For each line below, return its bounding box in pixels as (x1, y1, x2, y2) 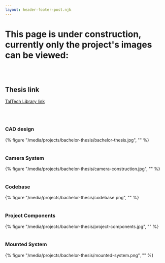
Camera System (5, 154, 44, 161)
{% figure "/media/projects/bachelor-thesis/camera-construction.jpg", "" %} (5, 166, 161, 172)
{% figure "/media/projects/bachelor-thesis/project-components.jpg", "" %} (5, 223, 159, 229)
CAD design (5, 126, 34, 132)
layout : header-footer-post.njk (5, 7, 71, 12)
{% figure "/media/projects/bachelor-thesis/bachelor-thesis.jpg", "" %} (5, 137, 149, 143)
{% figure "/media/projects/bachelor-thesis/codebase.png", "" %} (5, 195, 139, 201)
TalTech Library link (5, 98, 45, 104)
